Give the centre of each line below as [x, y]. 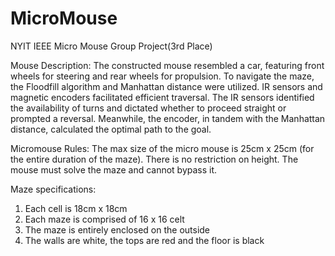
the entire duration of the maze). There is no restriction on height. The [154, 159]
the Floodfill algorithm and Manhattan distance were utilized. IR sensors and [166, 86]
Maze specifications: [53, 189]
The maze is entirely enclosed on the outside [117, 229]
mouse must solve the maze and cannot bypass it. [114, 169]
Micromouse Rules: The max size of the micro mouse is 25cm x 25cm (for [162, 148]
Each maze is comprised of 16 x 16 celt [104, 219]
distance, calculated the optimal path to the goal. [111, 129]
